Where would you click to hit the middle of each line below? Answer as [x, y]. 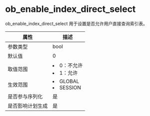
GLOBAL [70, 81]
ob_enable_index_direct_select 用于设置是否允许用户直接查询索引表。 [76, 23]
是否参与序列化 [25, 97]
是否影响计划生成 [28, 106]
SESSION [70, 87]
